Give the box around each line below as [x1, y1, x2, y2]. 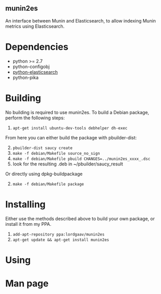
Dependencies [5, 41, 68, 53]
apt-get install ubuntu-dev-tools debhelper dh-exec [12, 125, 128, 131]
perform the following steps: [5, 115, 65, 121]
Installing [5, 198, 46, 210]
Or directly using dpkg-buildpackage [5, 171, 83, 177]
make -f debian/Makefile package [12, 181, 84, 186]
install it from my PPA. [5, 221, 52, 227]
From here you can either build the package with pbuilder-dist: [5, 134, 137, 140]
